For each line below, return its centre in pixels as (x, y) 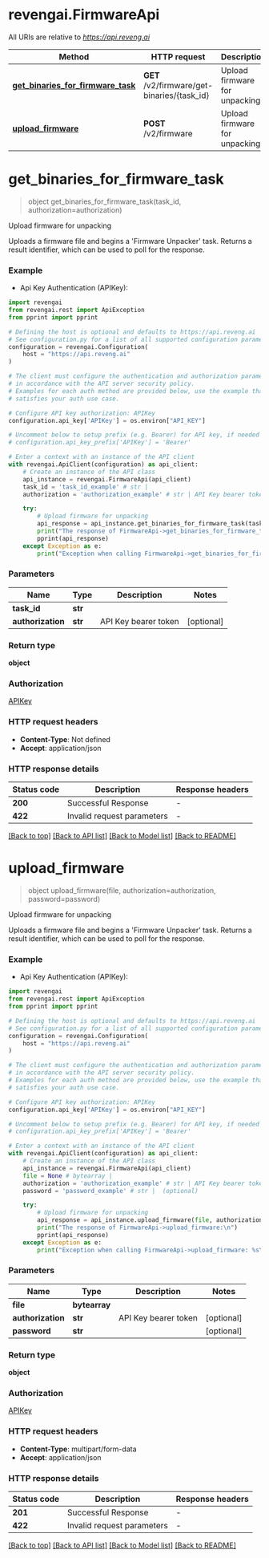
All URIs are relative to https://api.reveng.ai (79, 37)
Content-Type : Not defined (65, 739)
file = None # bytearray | (68, 1176)
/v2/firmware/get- (179, 85)
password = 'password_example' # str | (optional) (110, 1191)
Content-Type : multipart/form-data (78, 1449)
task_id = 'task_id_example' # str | (86, 487)
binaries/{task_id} (177, 95)
